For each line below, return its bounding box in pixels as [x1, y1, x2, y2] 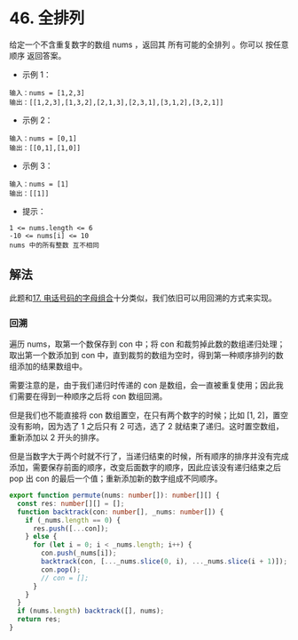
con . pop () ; [41, 565, 82, 574]
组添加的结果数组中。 [9, 361, 87, 372]
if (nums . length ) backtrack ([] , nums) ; [17, 606, 165, 616]
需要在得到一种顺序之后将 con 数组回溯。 [16, 391, 168, 402]
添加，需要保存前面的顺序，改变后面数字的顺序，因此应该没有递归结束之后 [9, 462, 281, 473]
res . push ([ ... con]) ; [32, 524, 109, 533]
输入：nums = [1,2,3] [9, 88, 85, 98]
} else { [25, 532, 58, 541]
